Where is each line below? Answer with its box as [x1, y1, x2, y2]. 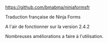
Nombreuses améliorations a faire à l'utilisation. [5, 33, 104, 39]
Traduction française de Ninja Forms [5, 14, 81, 19]
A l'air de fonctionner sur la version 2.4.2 [5, 23, 90, 29]
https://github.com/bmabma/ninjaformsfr [5, 4, 90, 10]
